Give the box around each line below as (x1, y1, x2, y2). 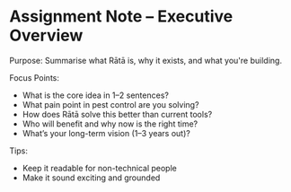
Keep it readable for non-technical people (22, 162, 177, 173)
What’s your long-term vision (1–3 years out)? (22, 127, 190, 138)
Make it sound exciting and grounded (22, 172, 161, 183)
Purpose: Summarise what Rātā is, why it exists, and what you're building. (9, 55, 283, 65)
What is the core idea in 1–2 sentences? (22, 90, 169, 100)
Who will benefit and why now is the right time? (22, 118, 198, 129)
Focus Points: (9, 72, 60, 83)
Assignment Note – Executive (9, 6, 234, 27)
